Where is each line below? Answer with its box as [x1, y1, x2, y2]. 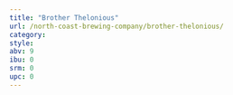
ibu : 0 [9, 55, 34, 64]
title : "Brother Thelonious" [9, 13, 119, 23]
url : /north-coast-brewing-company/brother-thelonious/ [9, 22, 224, 31]
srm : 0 [9, 64, 34, 73]
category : [9, 30, 47, 39]
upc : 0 [9, 72, 34, 81]
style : [9, 38, 34, 48]
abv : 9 [9, 47, 34, 56]
